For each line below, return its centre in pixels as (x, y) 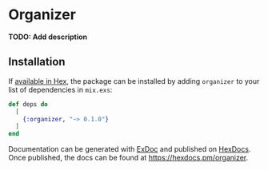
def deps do (28, 104)
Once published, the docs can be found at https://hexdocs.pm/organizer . (128, 158)
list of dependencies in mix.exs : (60, 89)
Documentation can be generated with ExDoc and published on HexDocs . (130, 149)
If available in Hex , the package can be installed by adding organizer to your (134, 81)
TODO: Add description (48, 37)
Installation (37, 62)
